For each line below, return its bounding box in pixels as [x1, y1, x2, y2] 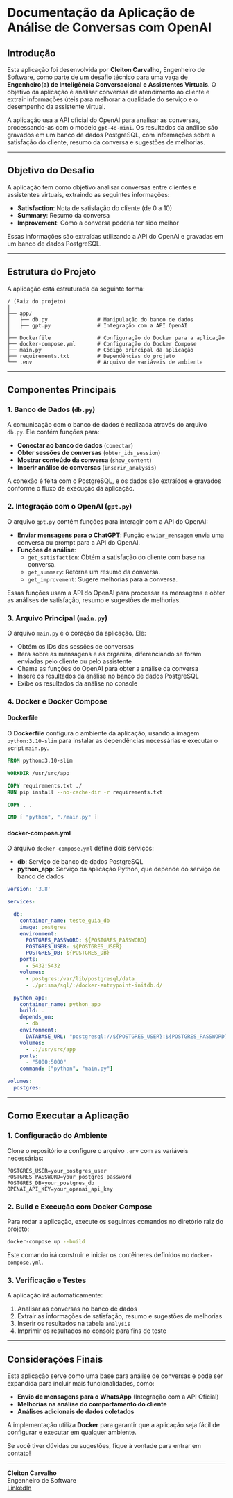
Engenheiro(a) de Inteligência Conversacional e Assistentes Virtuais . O [7, 80, 216, 88]
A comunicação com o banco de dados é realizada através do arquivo [7, 420, 207, 429]
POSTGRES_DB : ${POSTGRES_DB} [25, 949, 110, 957]
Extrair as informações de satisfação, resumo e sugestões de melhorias [17, 1312, 223, 1320]
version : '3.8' [7, 886, 51, 893]
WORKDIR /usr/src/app [7, 769, 70, 776]
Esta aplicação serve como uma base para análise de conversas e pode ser [7, 1372, 223, 1380]
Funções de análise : [17, 545, 76, 554]
